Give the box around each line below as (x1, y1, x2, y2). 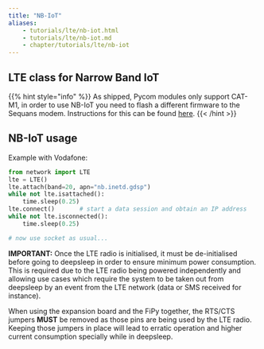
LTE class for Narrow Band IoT (8, 71, 160, 84)
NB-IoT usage (8, 132, 78, 145)
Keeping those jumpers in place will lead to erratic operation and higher (8, 323, 243, 332)
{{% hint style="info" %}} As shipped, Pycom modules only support (8, 91, 230, 101)
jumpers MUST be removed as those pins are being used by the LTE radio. (8, 315, 252, 324)
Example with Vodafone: (8, 153, 88, 162)
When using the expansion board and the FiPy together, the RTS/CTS (8, 306, 235, 316)
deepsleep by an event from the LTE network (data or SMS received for (8, 282, 242, 292)
